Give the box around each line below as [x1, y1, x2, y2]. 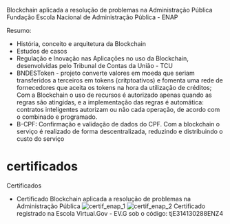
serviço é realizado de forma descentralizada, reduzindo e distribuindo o [16, 127, 223, 135]
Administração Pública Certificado [16, 202, 206, 210]
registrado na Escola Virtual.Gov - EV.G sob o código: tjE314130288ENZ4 [16, 209, 224, 217]
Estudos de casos [16, 47, 67, 55]
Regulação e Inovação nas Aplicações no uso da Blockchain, [16, 54, 189, 63]
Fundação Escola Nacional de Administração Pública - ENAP [6, 13, 178, 21]
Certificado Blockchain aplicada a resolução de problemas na [16, 194, 191, 203]
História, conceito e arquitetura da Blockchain [16, 40, 146, 47]
